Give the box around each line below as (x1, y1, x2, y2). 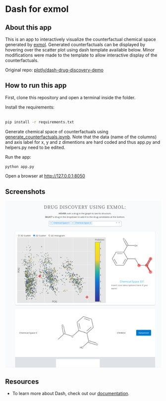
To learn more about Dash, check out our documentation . (12, 390, 130, 396)
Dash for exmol (5, 3, 69, 15)
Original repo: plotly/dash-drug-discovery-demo (5, 67, 104, 73)
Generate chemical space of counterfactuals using (5, 128, 109, 134)
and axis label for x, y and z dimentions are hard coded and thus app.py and (5, 139, 161, 145)
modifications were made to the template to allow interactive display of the (5, 52, 158, 58)
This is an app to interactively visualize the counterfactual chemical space (5, 36, 156, 42)
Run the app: (5, 154, 31, 160)
